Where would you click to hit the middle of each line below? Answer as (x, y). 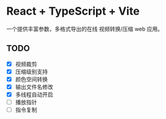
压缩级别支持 (31, 71)
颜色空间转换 (31, 79)
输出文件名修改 (34, 87)
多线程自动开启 (34, 95)
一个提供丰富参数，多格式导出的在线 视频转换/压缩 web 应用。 (85, 29)
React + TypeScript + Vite (73, 11)
